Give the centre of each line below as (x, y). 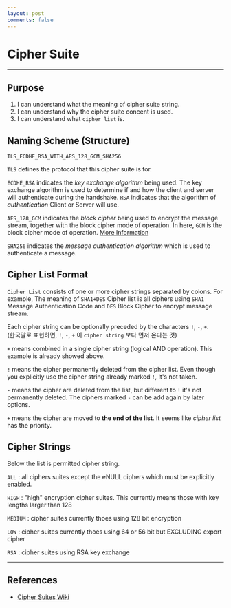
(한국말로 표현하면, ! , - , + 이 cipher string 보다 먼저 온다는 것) (92, 335)
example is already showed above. (56, 356)
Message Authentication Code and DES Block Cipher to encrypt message (110, 306)
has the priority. (30, 425)
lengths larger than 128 (40, 505)
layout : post (26, 13)
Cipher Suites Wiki (43, 597)
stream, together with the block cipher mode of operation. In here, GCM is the (114, 225)
